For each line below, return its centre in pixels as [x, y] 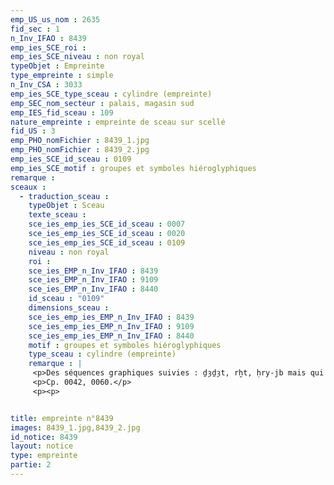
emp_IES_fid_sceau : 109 [62, 112]
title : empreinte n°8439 [62, 418]
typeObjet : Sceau [66, 206]
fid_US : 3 [33, 131]
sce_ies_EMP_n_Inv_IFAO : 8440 [93, 289]
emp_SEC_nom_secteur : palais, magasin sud [102, 103]
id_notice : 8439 [44, 437]
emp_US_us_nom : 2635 [55, 19]
